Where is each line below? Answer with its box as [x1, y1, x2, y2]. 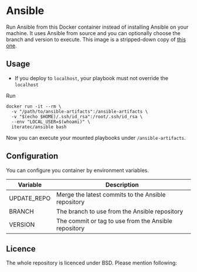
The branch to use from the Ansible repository [56, 207, 184, 215]
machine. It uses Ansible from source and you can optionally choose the [6, 29, 181, 36]
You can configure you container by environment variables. [6, 167, 150, 174]
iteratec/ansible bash [11, 124, 67, 130]
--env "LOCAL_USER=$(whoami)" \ [11, 119, 91, 125]
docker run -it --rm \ [6, 104, 62, 109]
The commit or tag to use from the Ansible [56, 216, 173, 225]
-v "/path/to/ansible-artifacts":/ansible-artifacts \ [11, 108, 148, 115]
